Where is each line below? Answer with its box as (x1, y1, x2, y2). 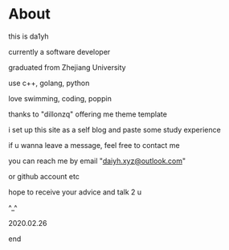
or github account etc (8, 171, 80, 181)
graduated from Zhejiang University (8, 62, 126, 72)
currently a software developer (8, 47, 111, 56)
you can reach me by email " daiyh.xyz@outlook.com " (8, 156, 186, 166)
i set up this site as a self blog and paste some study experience (8, 125, 221, 134)
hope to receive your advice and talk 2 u (8, 186, 142, 197)
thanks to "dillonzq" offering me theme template (8, 109, 167, 119)
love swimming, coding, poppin (8, 93, 112, 103)
